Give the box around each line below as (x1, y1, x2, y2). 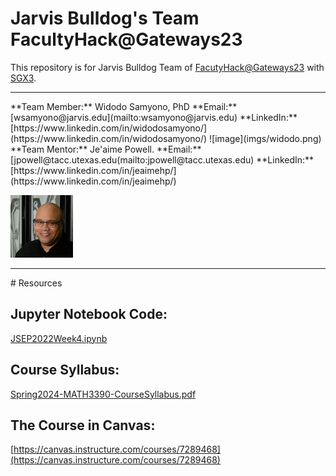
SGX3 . (10, 72, 37, 84)
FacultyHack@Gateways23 (10, 28, 243, 51)
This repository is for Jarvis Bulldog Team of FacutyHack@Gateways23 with (10, 61, 325, 73)
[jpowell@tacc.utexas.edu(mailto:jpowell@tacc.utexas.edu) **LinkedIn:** (10, 153, 315, 166)
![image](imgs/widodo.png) (209, 132, 322, 144)
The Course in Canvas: (10, 417, 156, 434)
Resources (18, 277, 63, 289)
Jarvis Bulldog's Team (10, 7, 200, 30)
